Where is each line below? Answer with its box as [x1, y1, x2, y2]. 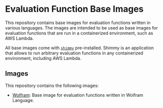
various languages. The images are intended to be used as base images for [5, 25, 158, 30]
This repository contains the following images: [5, 82, 99, 88]
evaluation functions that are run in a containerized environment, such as [5, 30, 154, 36]
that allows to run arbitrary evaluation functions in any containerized [5, 50, 144, 56]
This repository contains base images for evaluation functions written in [5, 20, 151, 26]
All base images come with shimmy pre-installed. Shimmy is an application [5, 45, 154, 51]
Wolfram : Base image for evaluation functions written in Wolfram [12, 92, 144, 98]
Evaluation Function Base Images [5, 3, 144, 15]
